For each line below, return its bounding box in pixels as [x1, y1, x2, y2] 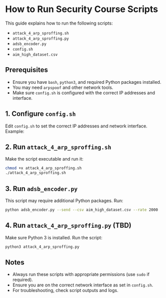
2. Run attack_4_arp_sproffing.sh [5, 142, 112, 151]
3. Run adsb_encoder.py [5, 184, 78, 193]
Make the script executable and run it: [5, 156, 84, 162]
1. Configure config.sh [5, 109, 76, 118]
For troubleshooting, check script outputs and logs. [12, 287, 119, 293]
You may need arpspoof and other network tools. [12, 84, 114, 90]
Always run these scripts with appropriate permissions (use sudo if [12, 271, 149, 277]
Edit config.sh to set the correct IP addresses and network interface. [5, 123, 148, 129]
